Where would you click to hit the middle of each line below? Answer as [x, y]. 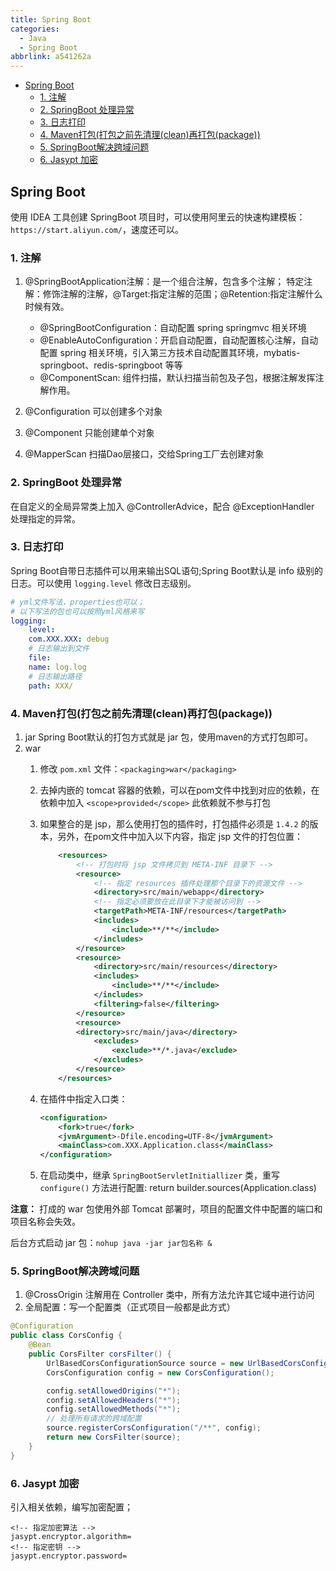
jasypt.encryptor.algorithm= [71, 1536]
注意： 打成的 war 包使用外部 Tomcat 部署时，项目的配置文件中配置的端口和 [166, 1209]
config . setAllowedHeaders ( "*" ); [114, 1400]
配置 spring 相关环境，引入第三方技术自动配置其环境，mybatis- [170, 353]
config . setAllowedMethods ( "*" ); [114, 1409]
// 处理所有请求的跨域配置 [94, 1419]
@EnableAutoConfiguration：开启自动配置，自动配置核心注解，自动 [179, 340]
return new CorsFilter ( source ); [114, 1437]
